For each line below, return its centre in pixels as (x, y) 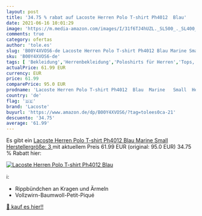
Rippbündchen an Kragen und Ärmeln (62, 189)
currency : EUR (24, 73)
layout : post (23, 12)
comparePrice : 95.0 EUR (36, 85)
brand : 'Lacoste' (28, 106)
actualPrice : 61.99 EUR (36, 67)
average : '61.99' (28, 124)
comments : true (25, 34)
